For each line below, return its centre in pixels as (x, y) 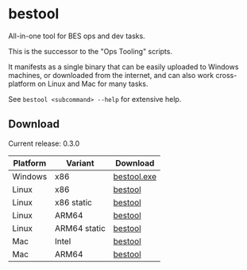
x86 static (73, 202)
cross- (226, 75)
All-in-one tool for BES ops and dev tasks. (77, 36)
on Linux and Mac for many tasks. (93, 84)
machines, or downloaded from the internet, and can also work (111, 75)
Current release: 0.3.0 (44, 143)
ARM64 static (80, 228)
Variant (80, 162)
